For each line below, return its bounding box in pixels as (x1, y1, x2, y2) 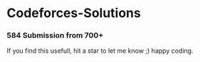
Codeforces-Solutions (6, 5, 142, 21)
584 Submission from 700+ (6, 31, 104, 41)
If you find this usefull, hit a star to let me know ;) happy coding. (6, 46, 194, 55)
